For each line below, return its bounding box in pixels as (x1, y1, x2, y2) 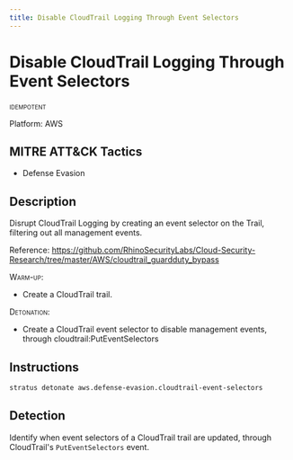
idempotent (9, 101, 47, 111)
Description (9, 194, 76, 209)
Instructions (9, 359, 79, 375)
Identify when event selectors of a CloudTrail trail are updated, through (9, 432, 272, 443)
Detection (9, 408, 66, 423)
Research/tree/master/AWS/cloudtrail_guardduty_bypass (9, 254, 220, 265)
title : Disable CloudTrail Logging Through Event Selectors (9, 13, 240, 22)
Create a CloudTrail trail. (22, 289, 113, 300)
